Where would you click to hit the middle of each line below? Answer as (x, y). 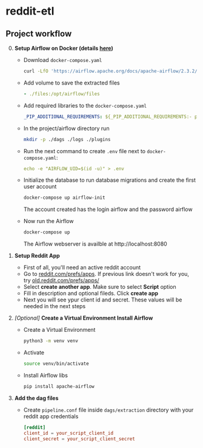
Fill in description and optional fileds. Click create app (91, 294)
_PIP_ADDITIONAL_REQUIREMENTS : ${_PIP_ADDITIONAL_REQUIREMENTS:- (108, 117)
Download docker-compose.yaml (63, 60)
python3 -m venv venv (51, 341)
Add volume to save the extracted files (72, 83)
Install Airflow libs (45, 375)
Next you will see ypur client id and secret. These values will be (103, 300)
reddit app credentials (51, 416)
